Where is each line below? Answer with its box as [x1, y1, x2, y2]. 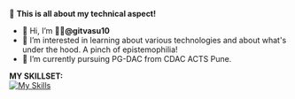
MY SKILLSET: [9, 71, 64, 81]
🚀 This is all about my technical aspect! [9, 9, 157, 19]
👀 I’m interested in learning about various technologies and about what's [21, 35, 287, 45]
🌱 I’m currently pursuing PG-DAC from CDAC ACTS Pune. [21, 54, 232, 64]
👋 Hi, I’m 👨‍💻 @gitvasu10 [21, 26, 111, 35]
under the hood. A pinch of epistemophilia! [21, 44, 179, 55]
